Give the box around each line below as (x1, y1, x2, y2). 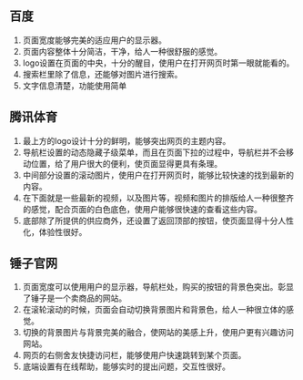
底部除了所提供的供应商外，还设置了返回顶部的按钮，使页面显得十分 (22, 215, 278, 226)
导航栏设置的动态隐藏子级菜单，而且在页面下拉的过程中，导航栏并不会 (22, 147, 287, 158)
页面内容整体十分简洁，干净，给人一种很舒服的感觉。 (22, 46, 223, 56)
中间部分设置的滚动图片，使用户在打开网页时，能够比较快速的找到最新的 (22, 169, 294, 180)
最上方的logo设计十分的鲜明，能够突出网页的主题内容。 (22, 135, 231, 146)
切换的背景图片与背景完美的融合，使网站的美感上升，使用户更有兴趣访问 (22, 327, 294, 338)
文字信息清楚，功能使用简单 (22, 80, 127, 91)
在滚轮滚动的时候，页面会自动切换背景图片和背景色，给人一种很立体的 (22, 304, 287, 315)
